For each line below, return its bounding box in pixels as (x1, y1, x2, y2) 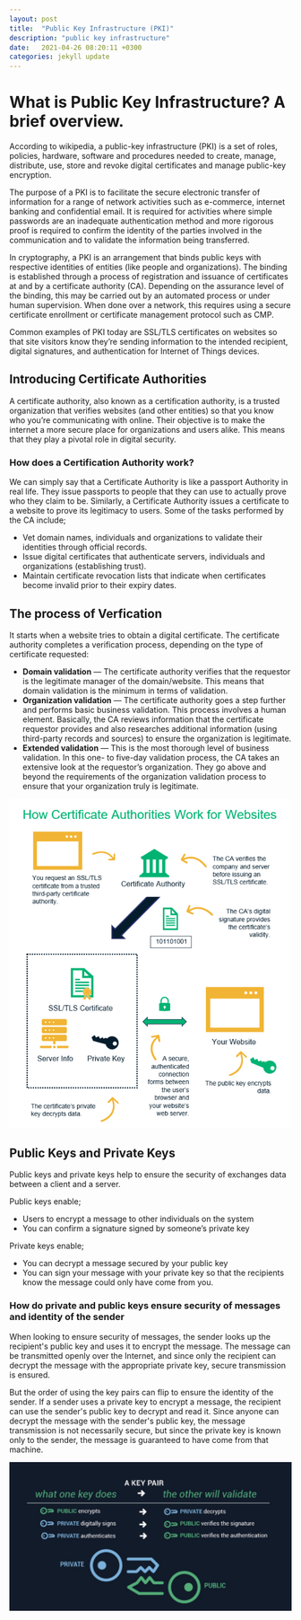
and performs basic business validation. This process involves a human (21, 704, 287, 715)
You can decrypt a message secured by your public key (21, 1258, 228, 1269)
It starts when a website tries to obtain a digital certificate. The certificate (9, 630, 280, 640)
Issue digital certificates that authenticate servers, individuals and (21, 551, 266, 562)
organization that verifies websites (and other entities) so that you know (9, 405, 275, 416)
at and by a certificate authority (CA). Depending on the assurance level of (9, 281, 285, 292)
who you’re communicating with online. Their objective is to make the (9, 414, 266, 426)
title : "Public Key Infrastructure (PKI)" (9, 23, 175, 33)
